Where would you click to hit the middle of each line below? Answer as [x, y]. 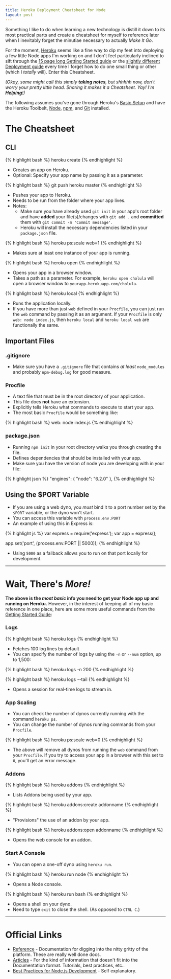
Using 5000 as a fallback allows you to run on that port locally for [80, 553]
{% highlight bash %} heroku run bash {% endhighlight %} [67, 894]
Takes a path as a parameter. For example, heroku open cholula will [83, 278]
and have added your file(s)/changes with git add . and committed [92, 217]
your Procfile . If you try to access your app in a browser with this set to [88, 755]
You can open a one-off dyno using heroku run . [63, 864]
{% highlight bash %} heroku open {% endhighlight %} [63, 263]
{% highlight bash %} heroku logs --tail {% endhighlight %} [67, 679]
